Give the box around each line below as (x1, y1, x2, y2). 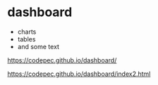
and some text (17, 42, 60, 51)
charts (17, 27, 37, 36)
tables (17, 34, 36, 43)
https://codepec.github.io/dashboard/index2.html (7, 70, 151, 78)
